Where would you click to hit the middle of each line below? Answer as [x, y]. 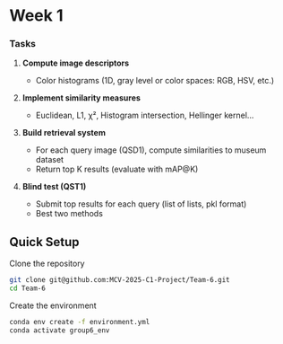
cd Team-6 [28, 288]
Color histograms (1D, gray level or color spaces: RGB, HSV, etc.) [155, 81]
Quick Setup [44, 242]
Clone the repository [47, 264]
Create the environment [53, 305]
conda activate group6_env [60, 330]
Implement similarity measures [81, 98]
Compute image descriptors [76, 63]
